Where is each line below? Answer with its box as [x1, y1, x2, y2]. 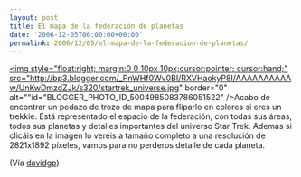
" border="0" [178, 82, 228, 93]
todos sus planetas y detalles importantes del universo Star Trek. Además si [9, 121, 292, 132]
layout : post [9, 13, 59, 23]
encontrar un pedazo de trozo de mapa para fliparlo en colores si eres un [9, 101, 282, 113]
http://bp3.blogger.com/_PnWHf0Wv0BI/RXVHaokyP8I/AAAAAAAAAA [30, 73, 292, 84]
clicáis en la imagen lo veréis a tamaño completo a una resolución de [9, 130, 267, 141]
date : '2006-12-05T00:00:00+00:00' [9, 30, 144, 39]
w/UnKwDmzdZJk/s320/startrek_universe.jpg [9, 82, 179, 93]
